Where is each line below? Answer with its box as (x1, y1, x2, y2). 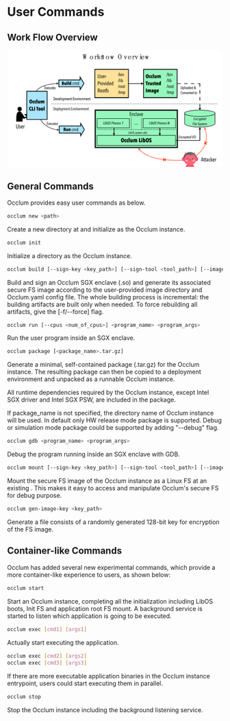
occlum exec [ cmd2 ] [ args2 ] (7, 652, 88, 659)
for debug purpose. (7, 492, 62, 500)
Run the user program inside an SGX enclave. (7, 334, 136, 342)
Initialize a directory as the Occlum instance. (7, 251, 132, 260)
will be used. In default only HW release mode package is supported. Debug (7, 416, 222, 424)
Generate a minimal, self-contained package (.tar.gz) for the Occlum (7, 360, 200, 369)
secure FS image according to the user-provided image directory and (7, 286, 203, 294)
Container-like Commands (7, 545, 122, 557)
